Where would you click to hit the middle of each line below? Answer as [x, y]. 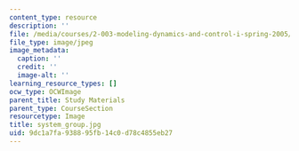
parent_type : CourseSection [61, 108]
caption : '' [40, 59]
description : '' [39, 26]
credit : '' [37, 68]
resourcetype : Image [48, 116]
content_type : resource [53, 17]
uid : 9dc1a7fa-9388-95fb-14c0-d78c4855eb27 [91, 133]
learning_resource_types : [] [63, 83]
